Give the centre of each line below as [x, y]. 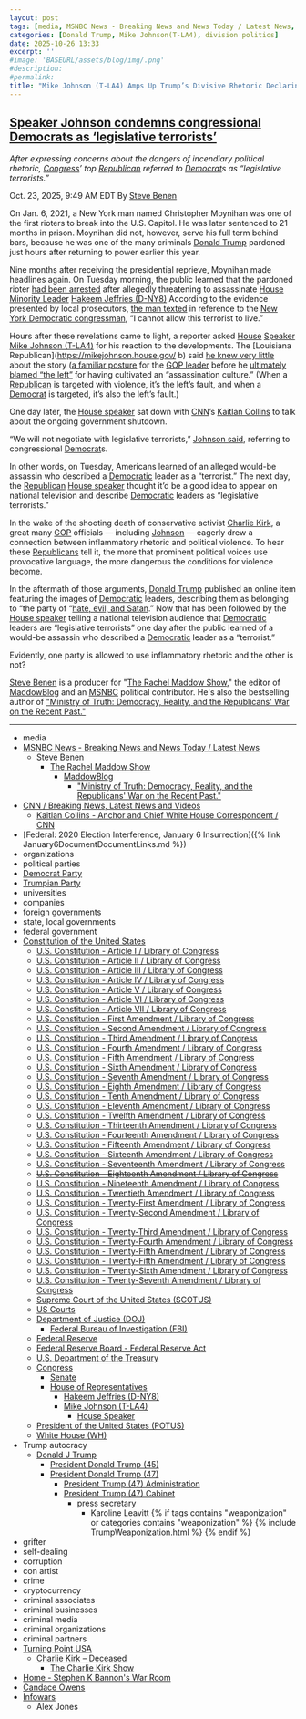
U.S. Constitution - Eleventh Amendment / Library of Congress [153, 1106]
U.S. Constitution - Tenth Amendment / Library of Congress [148, 1096]
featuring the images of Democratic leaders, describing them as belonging [149, 599]
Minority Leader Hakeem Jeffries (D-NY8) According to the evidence [139, 299]
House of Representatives [98, 1387]
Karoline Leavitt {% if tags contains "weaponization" [189, 1513]
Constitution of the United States [84, 941]
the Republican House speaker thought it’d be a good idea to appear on [143, 486]
